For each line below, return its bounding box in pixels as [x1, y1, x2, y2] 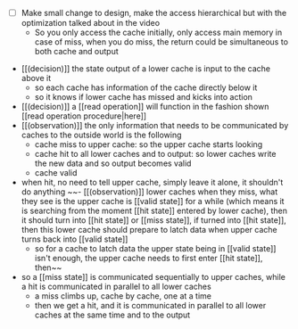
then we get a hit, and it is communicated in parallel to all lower [34, 300, 267, 311]
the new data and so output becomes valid [34, 158, 192, 169]
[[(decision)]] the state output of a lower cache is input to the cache [21, 63, 271, 74]
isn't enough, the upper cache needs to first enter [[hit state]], [34, 253, 263, 264]
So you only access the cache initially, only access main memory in [34, 27, 283, 38]
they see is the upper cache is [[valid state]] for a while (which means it [21, 196, 285, 207]
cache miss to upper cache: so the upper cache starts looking [34, 139, 263, 150]
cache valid [34, 168, 78, 178]
